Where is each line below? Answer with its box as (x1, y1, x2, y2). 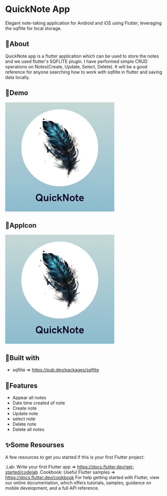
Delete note (12, 421, 36, 427)
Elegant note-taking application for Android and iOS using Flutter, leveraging (5, 20, 162, 26)
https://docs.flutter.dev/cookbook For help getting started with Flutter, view (5, 474, 160, 480)
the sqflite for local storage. (5, 25, 62, 31)
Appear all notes (12, 395, 46, 400)
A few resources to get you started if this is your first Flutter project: (5, 454, 145, 460)
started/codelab (5, 469, 38, 475)
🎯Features (5, 381, 38, 390)
